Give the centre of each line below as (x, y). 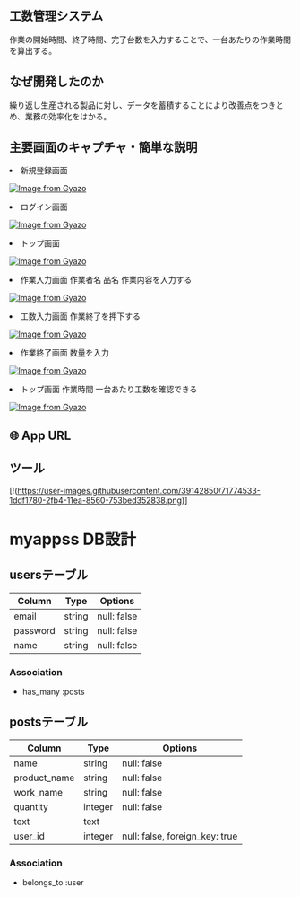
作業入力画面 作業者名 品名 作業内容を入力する (107, 280)
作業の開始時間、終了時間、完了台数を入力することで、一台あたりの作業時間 (150, 40)
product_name (44, 778)
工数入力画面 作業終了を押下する (81, 316)
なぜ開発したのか (56, 82)
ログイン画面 (44, 207)
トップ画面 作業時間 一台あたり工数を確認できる (109, 390)
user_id (29, 836)
